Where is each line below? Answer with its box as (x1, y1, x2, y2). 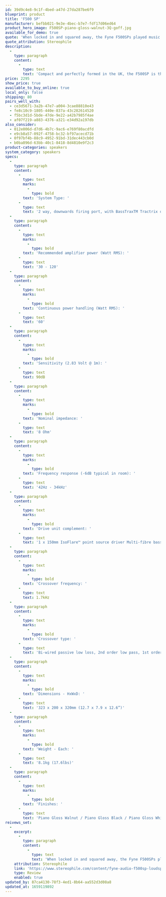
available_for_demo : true (5, 30, 58, 35)
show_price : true (5, 81, 41, 85)
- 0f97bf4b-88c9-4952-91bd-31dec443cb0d (9, 136, 94, 141)
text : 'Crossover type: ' (23, 636, 77, 641)
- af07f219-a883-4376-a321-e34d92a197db (9, 117, 94, 122)
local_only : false (5, 90, 43, 95)
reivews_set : (5, 820, 32, 825)
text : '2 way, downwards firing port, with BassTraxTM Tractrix (23, 209, 158, 214)
